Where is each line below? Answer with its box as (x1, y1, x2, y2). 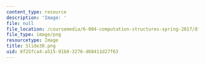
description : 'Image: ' (6, 15, 67, 21)
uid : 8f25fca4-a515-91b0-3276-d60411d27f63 (6, 49, 119, 55)
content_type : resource (6, 9, 67, 15)
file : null (6, 20, 34, 26)
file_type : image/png (6, 32, 62, 38)
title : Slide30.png (6, 43, 56, 49)
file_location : (6, 26, 45, 32)
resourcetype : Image (6, 37, 59, 43)
